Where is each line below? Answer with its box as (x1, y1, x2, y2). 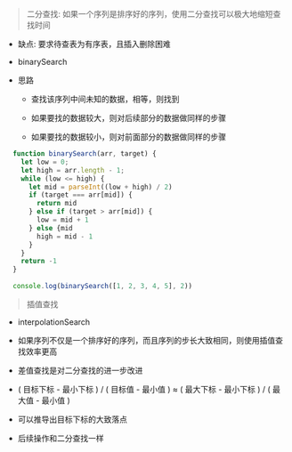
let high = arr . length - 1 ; (20, 165, 125, 174)
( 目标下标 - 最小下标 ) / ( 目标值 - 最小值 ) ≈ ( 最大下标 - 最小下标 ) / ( (17, 383, 272, 394)
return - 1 (20, 257, 58, 266)
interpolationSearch (17, 316, 91, 327)
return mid (36, 199, 77, 208)
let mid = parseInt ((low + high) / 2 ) (28, 182, 173, 191)
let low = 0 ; (20, 157, 69, 166)
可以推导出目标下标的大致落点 (17, 414, 127, 424)
